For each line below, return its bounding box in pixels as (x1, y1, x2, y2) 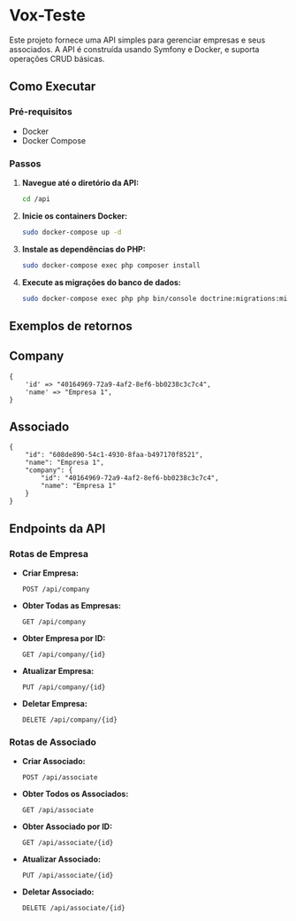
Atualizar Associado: (21, 854, 102, 864)
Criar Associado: (21, 756, 86, 767)
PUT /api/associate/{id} (21, 871, 114, 880)
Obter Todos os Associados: (21, 789, 129, 800)
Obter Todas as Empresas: (21, 600, 122, 611)
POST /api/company (21, 585, 90, 594)
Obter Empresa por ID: (21, 633, 106, 644)
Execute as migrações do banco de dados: (21, 276, 181, 288)
